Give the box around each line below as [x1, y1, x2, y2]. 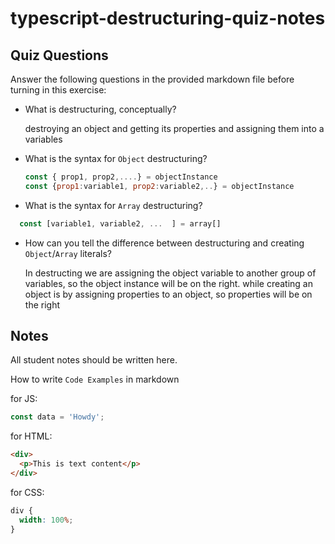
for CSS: [10, 486, 45, 498]
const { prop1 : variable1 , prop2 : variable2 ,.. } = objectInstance [24, 181, 295, 191]
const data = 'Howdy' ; [10, 412, 105, 422]
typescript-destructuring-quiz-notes [10, 7, 326, 30]
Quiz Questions [10, 47, 109, 64]
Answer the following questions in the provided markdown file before [10, 73, 295, 85]
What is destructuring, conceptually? [24, 103, 177, 115]
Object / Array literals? [24, 247, 112, 259]
